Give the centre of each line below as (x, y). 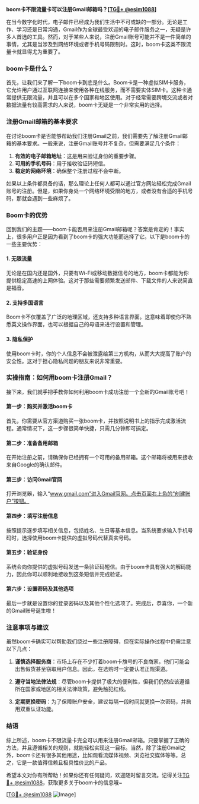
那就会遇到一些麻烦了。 (45, 198)
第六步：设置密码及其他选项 (40, 589)
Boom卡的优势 (27, 215)
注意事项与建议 (28, 628)
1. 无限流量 (19, 258)
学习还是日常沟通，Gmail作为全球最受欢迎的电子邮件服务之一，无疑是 (101, 29)
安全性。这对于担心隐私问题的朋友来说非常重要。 (66, 361)
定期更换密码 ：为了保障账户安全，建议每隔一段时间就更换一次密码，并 (100, 702)
